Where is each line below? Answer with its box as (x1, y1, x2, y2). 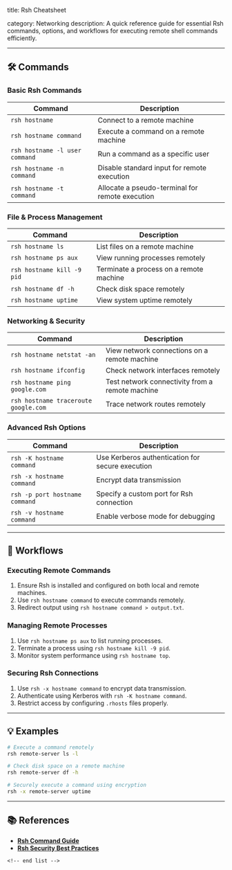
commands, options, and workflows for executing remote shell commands (7, 27, 218, 35)
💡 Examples (7, 725, 59, 737)
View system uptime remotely (96, 295, 193, 305)
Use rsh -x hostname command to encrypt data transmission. (17, 684, 186, 692)
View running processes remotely (96, 253, 206, 263)
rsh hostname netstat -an (10, 351, 96, 359)
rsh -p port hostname (10, 490, 81, 498)
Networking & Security (7, 316, 85, 326)
